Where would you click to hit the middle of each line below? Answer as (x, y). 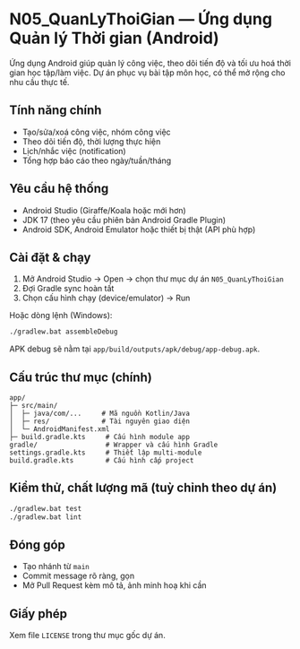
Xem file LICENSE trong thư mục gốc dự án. (87, 636)
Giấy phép (38, 614)
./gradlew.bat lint (46, 517)
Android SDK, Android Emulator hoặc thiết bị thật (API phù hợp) (139, 229)
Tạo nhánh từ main (56, 567)
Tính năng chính (56, 111)
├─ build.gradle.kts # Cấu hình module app (100, 437)
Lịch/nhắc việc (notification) (74, 151)
